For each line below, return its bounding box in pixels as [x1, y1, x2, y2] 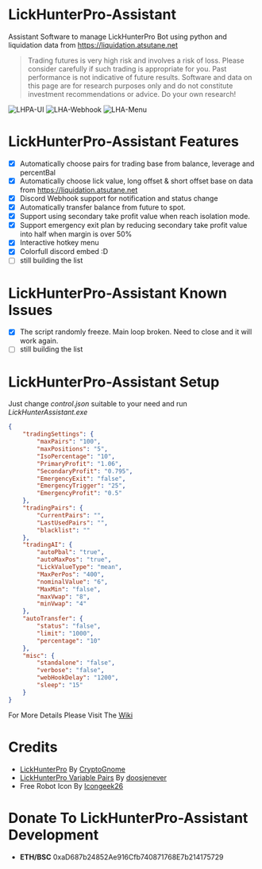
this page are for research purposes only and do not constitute [27, 81, 233, 90]
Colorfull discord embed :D [19, 247, 109, 256]
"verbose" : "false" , [37, 667, 105, 675]
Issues [8, 301, 53, 319]
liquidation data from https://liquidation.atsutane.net [8, 40, 179, 49]
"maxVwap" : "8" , [37, 593, 91, 601]
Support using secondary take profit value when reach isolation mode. [19, 212, 250, 221]
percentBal [19, 167, 56, 177]
